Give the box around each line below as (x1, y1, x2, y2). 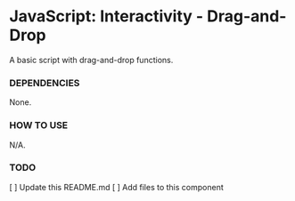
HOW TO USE (9, 119, 69, 132)
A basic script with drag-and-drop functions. (9, 54, 174, 65)
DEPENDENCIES (9, 76, 80, 89)
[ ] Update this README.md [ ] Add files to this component (9, 181, 225, 192)
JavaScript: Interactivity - (9, 6, 204, 27)
